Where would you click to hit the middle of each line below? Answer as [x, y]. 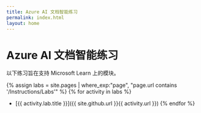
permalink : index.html [35, 18]
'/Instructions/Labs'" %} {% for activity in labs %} [69, 92]
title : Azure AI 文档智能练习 [42, 12]
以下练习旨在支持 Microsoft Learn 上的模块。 [63, 73]
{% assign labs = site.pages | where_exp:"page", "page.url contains [92, 85]
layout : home [23, 23]
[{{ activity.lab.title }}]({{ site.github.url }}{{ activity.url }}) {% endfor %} [105, 103]
